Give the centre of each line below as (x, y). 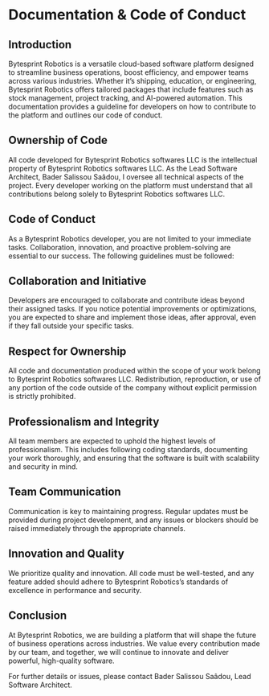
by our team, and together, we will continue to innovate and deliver (118, 652)
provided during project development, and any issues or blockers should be (133, 520)
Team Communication (65, 492)
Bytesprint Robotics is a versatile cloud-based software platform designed (131, 64)
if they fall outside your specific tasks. (71, 326)
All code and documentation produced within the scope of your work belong (134, 371)
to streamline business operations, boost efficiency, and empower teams (128, 72)
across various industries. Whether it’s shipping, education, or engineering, (132, 81)
